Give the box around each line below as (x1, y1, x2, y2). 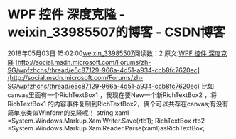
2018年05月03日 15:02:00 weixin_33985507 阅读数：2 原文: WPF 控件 (7, 49, 208, 57)
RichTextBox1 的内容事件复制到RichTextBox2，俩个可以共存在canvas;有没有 (7, 99, 229, 108)
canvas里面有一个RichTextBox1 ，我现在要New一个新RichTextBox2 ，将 (7, 90, 217, 99)
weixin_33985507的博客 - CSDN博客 (7, 24, 225, 40)
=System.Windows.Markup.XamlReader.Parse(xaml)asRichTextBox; (7, 123, 205, 132)
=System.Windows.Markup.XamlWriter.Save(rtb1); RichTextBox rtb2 (7, 116, 205, 125)
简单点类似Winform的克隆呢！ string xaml (7, 108, 129, 117)
